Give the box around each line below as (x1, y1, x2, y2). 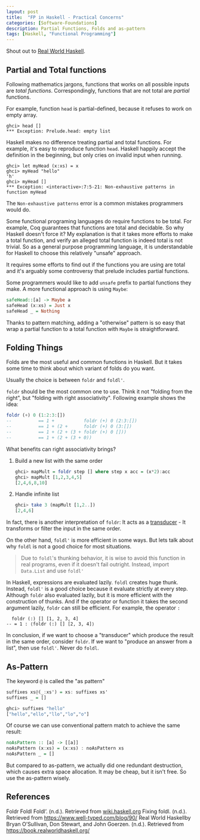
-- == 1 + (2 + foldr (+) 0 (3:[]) (6, 423, 133, 430)
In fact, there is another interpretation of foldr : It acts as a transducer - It (6, 518, 186, 526)
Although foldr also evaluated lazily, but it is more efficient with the (6, 592, 172, 599)
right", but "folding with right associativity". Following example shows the (6, 395, 186, 402)
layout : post (6, 8, 39, 15)
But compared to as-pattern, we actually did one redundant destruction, (6, 762, 183, 769)
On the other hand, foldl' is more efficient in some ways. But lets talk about (6, 536, 194, 544)
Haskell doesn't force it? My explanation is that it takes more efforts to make (6, 230, 193, 237)
